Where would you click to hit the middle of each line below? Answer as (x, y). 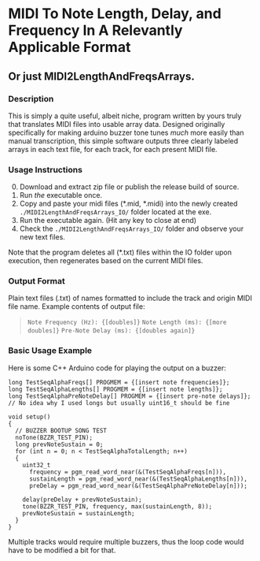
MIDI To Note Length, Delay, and (115, 14)
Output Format (37, 281)
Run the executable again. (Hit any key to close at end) (108, 221)
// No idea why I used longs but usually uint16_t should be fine (119, 403)
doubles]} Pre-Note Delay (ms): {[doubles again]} (111, 331)
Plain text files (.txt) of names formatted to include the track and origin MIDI (130, 298)
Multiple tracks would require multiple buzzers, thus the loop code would (126, 541)
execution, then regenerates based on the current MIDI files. (106, 261)
